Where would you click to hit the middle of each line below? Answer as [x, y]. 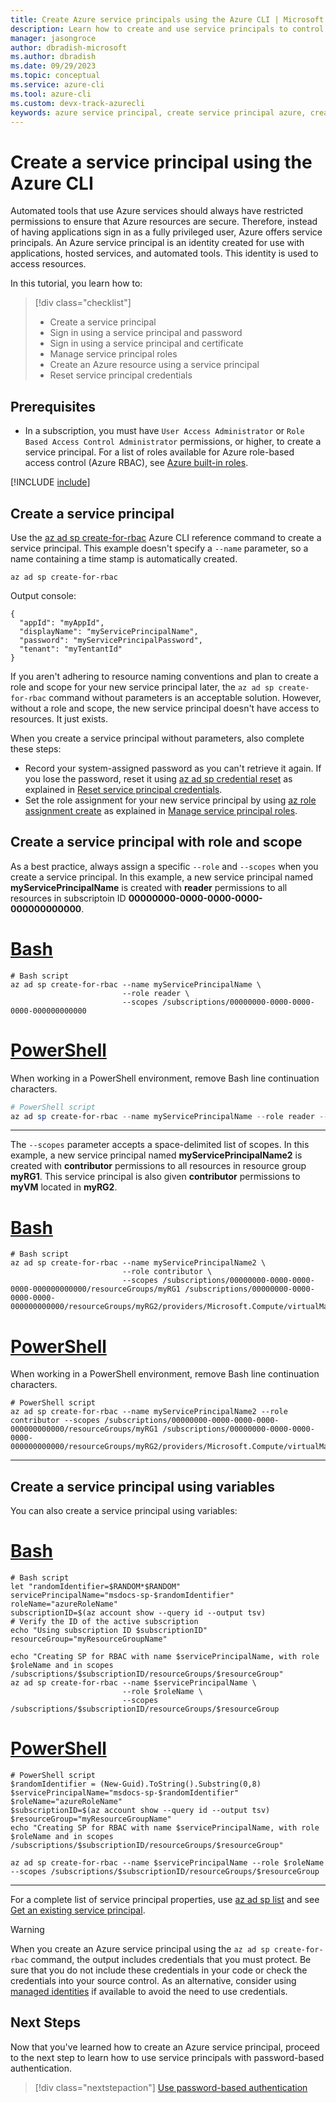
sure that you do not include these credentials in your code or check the [159, 1970]
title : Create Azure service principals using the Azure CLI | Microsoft [167, 19]
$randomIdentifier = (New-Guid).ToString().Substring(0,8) [136, 1784]
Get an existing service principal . [78, 1910]
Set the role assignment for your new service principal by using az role [170, 800]
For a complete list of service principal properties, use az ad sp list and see [165, 1899]
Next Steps [45, 2022]
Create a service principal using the [161, 162]
